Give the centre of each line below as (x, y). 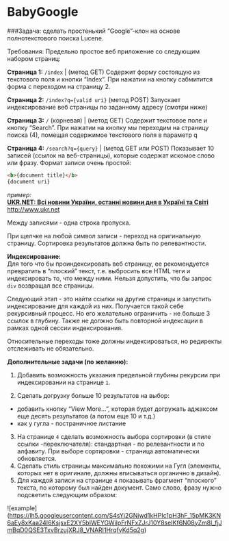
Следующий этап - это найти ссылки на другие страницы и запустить (109, 299)
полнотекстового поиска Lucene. (55, 38)
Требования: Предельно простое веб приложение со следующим (104, 51)
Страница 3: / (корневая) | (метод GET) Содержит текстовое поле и (107, 120)
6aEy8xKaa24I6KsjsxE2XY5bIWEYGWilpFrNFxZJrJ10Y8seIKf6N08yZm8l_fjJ (114, 523)
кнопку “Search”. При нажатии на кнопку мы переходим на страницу (108, 127)
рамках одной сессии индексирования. (65, 328)
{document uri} (29, 181)
